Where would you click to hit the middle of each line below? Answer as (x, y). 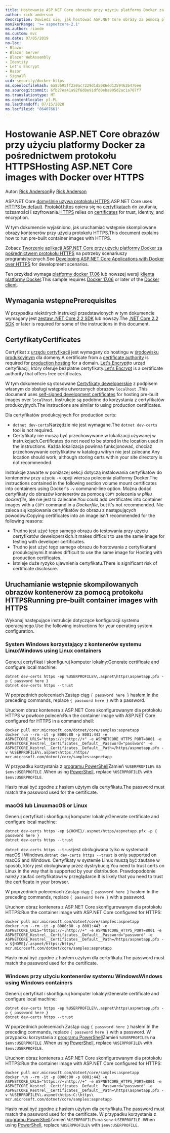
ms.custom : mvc (21, 34)
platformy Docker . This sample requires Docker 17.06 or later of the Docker (82, 279)
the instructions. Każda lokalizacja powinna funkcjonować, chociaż (82, 446)
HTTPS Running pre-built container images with (82, 600)
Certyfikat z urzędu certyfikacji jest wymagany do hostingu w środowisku (82, 352)
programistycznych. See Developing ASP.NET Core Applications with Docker (85, 258)
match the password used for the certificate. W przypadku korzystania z (81, 1114)
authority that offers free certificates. (44, 373)
